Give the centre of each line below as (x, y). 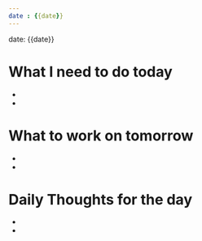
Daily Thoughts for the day (101, 199)
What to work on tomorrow (101, 136)
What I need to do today (90, 72)
